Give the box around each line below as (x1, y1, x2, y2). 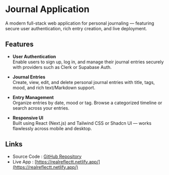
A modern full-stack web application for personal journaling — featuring (5, 20, 154, 26)
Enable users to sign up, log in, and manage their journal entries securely (12, 59, 164, 65)
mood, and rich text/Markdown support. (12, 84, 96, 91)
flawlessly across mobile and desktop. (12, 125, 92, 131)
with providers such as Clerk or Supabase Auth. (12, 64, 112, 70)
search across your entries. (12, 105, 69, 111)
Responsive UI (12, 115, 44, 121)
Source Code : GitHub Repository (12, 153, 82, 159)
